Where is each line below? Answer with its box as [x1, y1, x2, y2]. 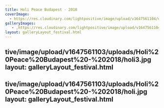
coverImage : [5, 12, 29, 17]
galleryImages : [5, 21, 36, 26]
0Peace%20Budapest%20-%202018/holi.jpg [5, 87, 147, 96]
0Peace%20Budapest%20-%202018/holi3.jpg [5, 56, 151, 64]
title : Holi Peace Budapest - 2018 [5, 7, 78, 12]
